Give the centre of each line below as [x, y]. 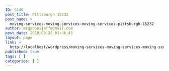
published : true [22, 51]
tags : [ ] [16, 56]
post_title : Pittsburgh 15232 [37, 14]
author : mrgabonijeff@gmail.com [39, 28]
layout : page [19, 38]
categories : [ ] [22, 61]
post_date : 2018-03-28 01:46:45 [39, 33]
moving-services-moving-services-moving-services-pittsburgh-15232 [82, 24]
